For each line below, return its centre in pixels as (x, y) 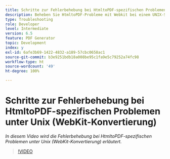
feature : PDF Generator (30, 38)
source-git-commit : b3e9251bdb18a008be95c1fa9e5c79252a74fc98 (72, 57)
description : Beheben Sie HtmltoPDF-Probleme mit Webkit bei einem (78, 15)
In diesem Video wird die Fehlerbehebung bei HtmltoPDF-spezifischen (78, 136)
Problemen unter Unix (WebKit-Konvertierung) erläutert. (63, 141)
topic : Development (26, 43)
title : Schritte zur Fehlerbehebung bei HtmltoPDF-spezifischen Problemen (86, 10)
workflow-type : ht (25, 62)
